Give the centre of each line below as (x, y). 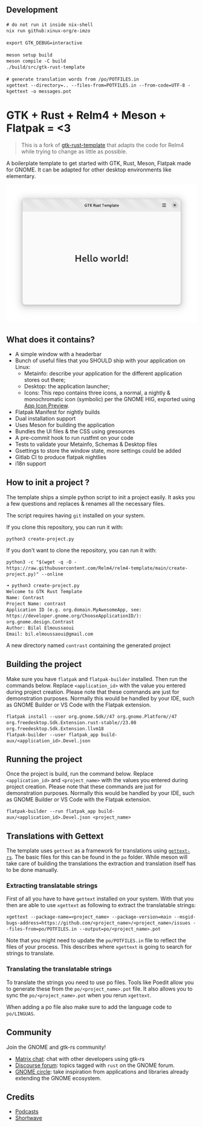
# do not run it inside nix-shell (50, 25)
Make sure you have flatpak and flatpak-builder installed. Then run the (97, 679)
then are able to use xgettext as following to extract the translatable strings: (101, 905)
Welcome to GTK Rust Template (44, 591)
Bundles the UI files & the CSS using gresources (75, 431)
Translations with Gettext (55, 836)
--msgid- (185, 917)
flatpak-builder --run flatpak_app (51, 811)
